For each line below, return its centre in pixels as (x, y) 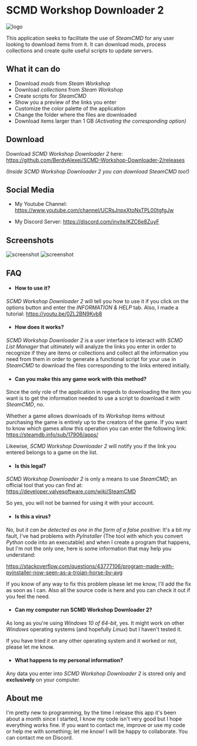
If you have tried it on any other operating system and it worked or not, (92, 640)
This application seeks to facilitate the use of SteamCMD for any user (90, 38)
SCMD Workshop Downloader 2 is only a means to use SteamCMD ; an (92, 479)
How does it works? (39, 327)
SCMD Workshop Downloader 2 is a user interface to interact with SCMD (95, 340)
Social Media (30, 190)
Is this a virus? (33, 516)
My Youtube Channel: (41, 204)
